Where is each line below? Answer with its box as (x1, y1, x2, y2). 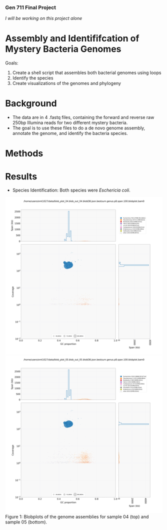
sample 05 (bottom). (5, 519, 47, 525)
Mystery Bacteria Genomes (5, 43, 121, 55)
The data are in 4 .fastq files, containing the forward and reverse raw (12, 114, 154, 120)
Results (5, 170, 37, 182)
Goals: (5, 60, 18, 66)
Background (5, 98, 57, 109)
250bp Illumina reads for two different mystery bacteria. (12, 119, 128, 126)
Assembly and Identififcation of (5, 33, 139, 44)
